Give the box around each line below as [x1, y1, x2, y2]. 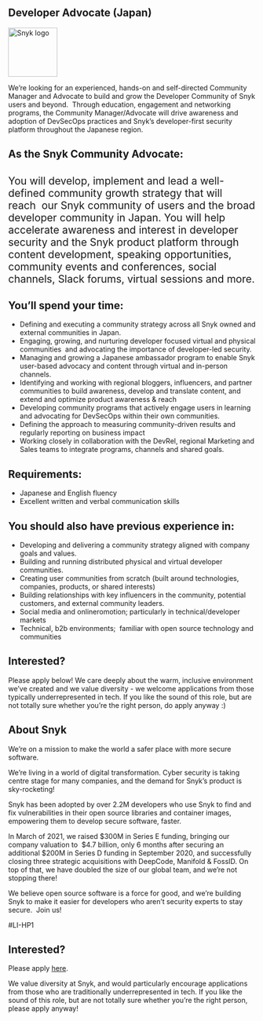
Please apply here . [8, 964, 68, 973]
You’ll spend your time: [8, 298, 124, 312]
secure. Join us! [8, 905, 62, 914]
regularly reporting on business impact [19, 428, 145, 438]
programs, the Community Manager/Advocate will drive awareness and [8, 108, 239, 117]
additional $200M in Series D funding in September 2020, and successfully [8, 848, 252, 858]
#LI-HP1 [8, 920, 35, 929]
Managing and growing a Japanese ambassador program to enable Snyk [19, 353, 255, 363]
